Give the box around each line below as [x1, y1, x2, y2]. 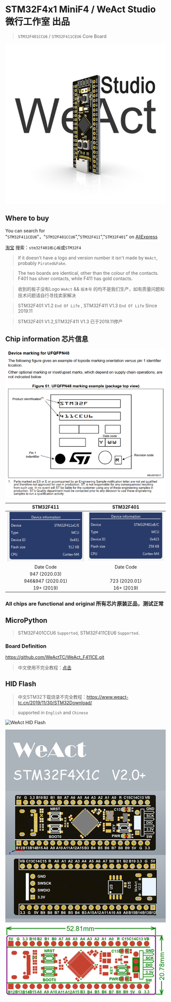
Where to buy [5, 214, 49, 223]
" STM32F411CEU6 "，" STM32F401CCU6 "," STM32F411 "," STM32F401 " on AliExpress [5, 234, 158, 240]
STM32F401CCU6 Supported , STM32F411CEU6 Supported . [17, 630, 140, 636]
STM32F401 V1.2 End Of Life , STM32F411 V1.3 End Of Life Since [17, 302, 158, 309]
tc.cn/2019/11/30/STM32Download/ [17, 700, 93, 706]
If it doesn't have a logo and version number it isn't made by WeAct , [17, 254, 158, 261]
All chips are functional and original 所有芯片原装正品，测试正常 [5, 600, 164, 607]
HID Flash [5, 680, 37, 688]
